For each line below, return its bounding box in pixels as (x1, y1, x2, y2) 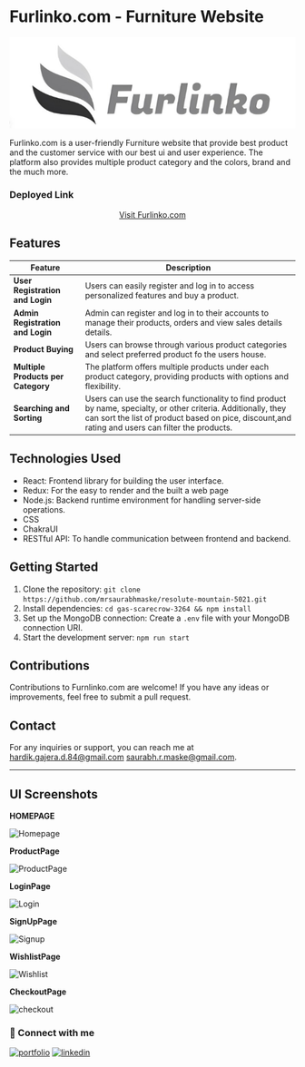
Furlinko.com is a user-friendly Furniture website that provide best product (9, 137, 289, 148)
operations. (22, 504, 66, 514)
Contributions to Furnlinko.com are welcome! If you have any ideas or (9, 682, 270, 693)
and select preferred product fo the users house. (84, 348, 267, 359)
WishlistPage (9, 951, 61, 962)
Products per (13, 371, 64, 382)
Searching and (13, 403, 70, 414)
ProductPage (9, 846, 61, 857)
